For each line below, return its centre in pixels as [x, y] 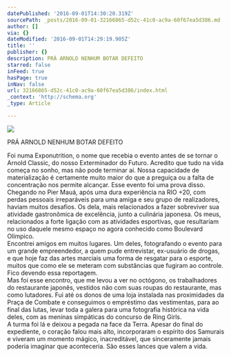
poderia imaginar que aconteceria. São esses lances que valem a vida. [108, 346]
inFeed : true [26, 71]
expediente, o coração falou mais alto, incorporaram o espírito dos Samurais [116, 331]
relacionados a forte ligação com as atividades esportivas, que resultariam [113, 221]
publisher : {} [28, 52]
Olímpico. [21, 236]
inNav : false [26, 84]
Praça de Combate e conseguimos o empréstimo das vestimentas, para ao [113, 302]
